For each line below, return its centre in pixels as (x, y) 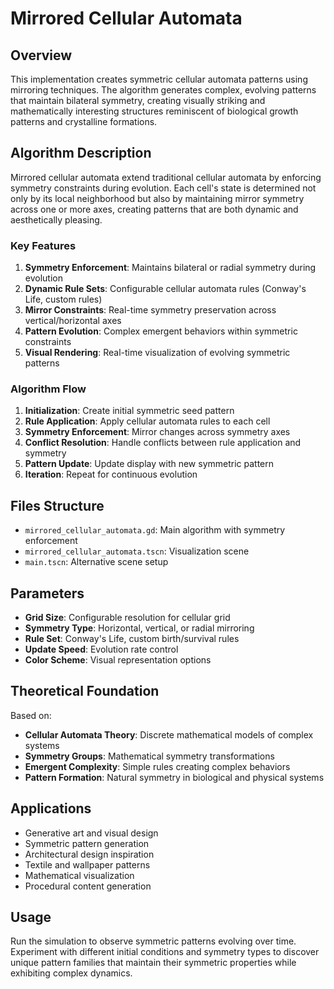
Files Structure (57, 505)
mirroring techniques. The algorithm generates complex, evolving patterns (163, 90)
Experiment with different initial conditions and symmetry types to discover (165, 952)
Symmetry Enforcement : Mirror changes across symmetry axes (157, 432)
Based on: (31, 715)
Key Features (43, 245)
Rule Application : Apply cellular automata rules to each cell (147, 421)
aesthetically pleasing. (56, 219)
